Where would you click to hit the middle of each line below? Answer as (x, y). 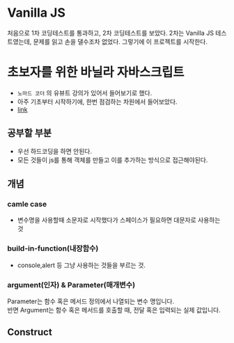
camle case (27, 204)
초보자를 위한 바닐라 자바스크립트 (96, 73)
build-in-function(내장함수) (53, 248)
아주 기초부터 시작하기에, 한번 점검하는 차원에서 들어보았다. (97, 102)
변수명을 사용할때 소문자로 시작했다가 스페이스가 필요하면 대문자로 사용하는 (119, 220)
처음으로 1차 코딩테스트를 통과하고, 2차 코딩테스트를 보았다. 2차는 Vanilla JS (111, 33)
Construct (30, 332)
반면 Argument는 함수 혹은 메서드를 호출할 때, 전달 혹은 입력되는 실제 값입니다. (114, 310)
